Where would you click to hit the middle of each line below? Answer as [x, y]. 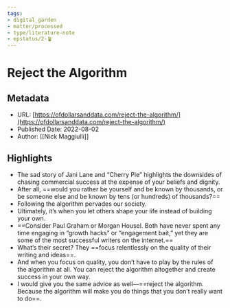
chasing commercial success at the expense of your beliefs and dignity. [118, 182]
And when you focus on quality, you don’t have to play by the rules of [115, 262]
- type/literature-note [41, 33]
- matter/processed [35, 26]
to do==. [30, 298]
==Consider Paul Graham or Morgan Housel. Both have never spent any [119, 225]
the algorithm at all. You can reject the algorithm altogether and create [116, 269]
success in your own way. [54, 276]
